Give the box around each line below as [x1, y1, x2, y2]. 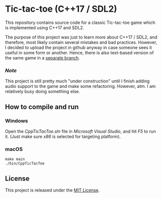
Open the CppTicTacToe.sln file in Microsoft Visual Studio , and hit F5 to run [5, 128, 156, 134]
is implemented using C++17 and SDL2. [5, 24, 84, 30]
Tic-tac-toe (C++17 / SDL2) [5, 3, 117, 15]
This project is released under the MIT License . [5, 187, 100, 193]
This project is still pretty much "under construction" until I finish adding [5, 78, 150, 84]
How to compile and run [5, 102, 79, 111]
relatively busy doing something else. [5, 89, 81, 95]
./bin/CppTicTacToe [5, 161, 45, 166]
